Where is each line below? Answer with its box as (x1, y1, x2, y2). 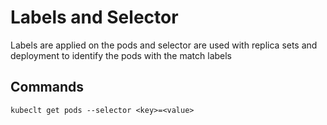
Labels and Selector (10, 6, 179, 29)
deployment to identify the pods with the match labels (10, 49, 233, 61)
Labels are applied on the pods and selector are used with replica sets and (10, 39, 318, 51)
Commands (10, 79, 85, 96)
